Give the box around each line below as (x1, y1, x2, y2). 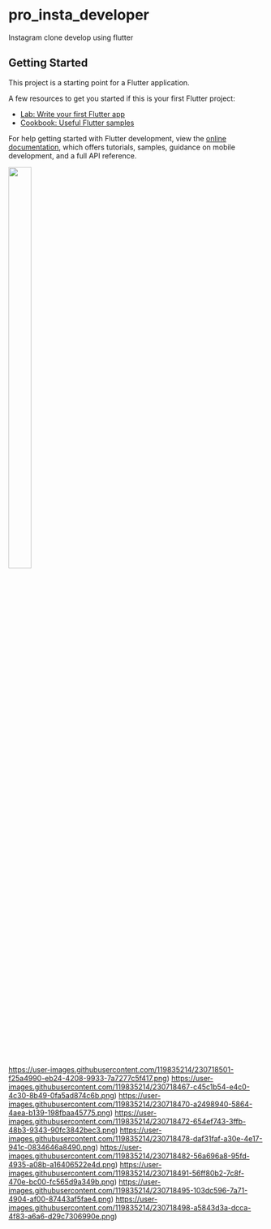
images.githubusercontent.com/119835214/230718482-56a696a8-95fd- (8, 1151, 250, 1161)
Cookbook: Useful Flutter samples (19, 118, 135, 128)
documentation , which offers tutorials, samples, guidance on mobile (8, 142, 235, 152)
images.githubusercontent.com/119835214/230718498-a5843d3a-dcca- (8, 1202, 252, 1212)
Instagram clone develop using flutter (8, 32, 134, 42)
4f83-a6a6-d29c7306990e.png (8, 1211, 115, 1221)
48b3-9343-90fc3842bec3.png (8, 1125, 116, 1135)
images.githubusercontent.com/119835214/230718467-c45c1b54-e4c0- (8, 1082, 250, 1092)
